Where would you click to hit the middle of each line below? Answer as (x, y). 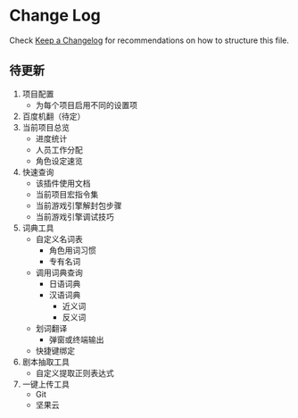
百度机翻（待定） (54, 116)
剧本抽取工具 (46, 362)
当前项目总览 (46, 127)
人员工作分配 (59, 149)
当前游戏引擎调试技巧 (74, 216)
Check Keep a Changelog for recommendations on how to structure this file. (149, 40)
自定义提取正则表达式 (74, 372)
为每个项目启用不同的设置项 (87, 104)
